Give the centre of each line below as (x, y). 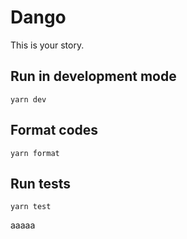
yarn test (31, 207)
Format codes (54, 130)
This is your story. (47, 45)
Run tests (40, 183)
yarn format (35, 153)
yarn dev (28, 99)
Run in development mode (93, 76)
